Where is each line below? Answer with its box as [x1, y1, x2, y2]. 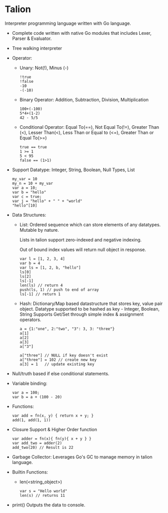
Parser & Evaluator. [12, 35, 52, 41]
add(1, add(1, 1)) [12, 418, 51, 423]
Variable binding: [12, 380, 47, 386]
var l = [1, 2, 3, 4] [19, 256, 65, 261]
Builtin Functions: [12, 469, 48, 475]
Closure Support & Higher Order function [12, 426, 97, 432]
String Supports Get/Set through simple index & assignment [19, 311, 144, 317]
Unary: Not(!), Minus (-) [19, 65, 69, 71]
